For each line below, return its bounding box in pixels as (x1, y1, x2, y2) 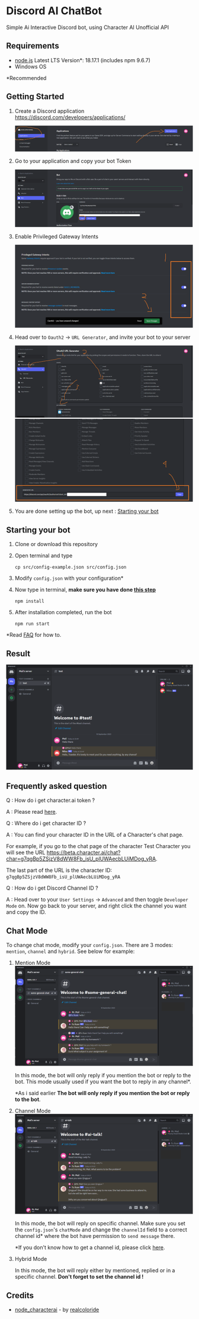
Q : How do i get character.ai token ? (6, 797, 95, 804)
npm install (14, 598, 44, 605)
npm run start (14, 621, 50, 627)
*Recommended (6, 74, 47, 81)
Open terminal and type (14, 552, 73, 559)
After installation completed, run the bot (14, 609, 112, 616)
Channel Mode (14, 1108, 51, 1115)
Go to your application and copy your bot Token (14, 158, 131, 165)
